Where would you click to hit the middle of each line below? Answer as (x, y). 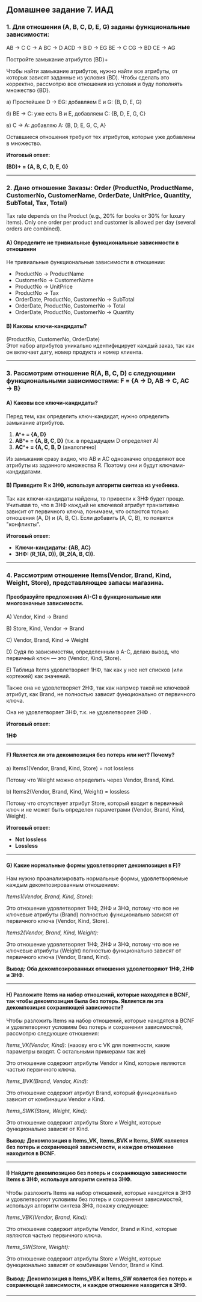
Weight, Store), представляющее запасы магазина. (85, 582)
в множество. (24, 143)
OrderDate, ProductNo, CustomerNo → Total (70, 306)
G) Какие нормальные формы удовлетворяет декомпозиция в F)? (94, 865)
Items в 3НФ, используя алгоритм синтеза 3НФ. (69, 1179)
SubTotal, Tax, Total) (37, 203)
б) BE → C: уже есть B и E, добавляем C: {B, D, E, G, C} (76, 113)
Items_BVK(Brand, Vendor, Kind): (47, 1081)
